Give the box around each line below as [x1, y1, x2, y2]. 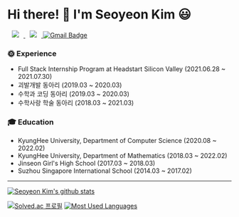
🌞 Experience [7, 48, 57, 58]
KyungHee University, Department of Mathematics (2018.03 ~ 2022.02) [17, 151, 228, 159]
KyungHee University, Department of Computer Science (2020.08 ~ [17, 136, 217, 144]
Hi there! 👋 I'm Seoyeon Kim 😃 [7, 6, 191, 23]
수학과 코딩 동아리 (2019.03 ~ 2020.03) [17, 90, 130, 98]
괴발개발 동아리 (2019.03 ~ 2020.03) [17, 81, 122, 90]
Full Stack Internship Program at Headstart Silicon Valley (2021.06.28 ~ [17, 65, 226, 73]
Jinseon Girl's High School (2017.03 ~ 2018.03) [17, 159, 156, 167]
